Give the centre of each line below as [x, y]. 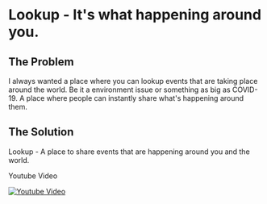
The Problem [41, 62]
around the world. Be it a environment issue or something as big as [120, 90]
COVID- [245, 90]
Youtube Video [33, 176]
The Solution [41, 132]
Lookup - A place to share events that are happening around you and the [129, 152]
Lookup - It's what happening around [135, 15]
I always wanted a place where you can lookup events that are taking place [133, 81]
